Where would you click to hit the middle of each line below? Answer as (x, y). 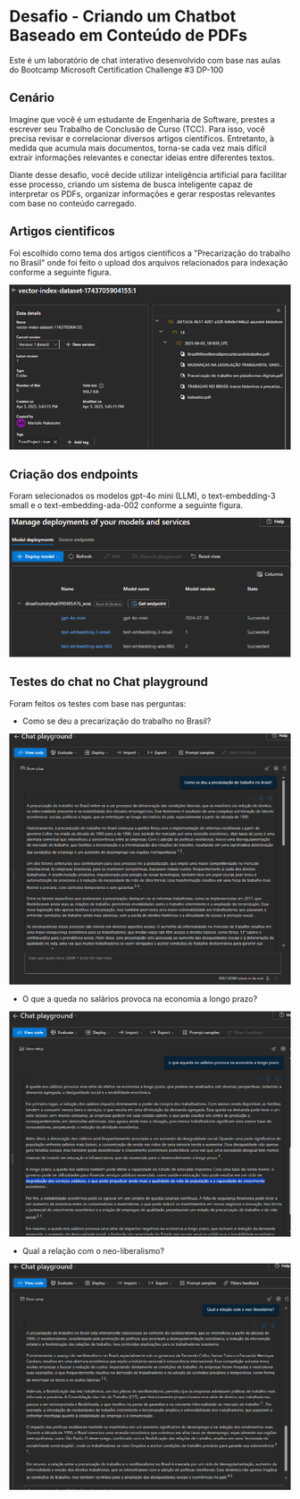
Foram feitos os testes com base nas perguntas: (98, 703)
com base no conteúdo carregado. (73, 203)
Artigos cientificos (62, 231)
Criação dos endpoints (74, 474)
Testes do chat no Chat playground (108, 682)
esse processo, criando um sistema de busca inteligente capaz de (131, 184)
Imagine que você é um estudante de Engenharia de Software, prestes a (142, 119)
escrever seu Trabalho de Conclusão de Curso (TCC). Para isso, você (137, 129)
